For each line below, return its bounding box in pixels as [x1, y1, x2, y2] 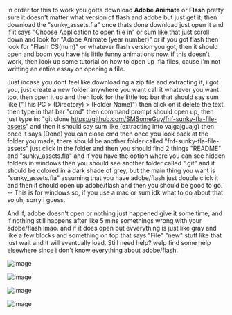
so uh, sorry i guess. [7, 196, 66, 204]
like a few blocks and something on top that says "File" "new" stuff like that [7, 231, 222, 240]
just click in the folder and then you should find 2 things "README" [30, 145, 222, 152]
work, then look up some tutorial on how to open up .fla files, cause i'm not [7, 57, 221, 65]
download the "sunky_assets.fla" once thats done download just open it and [7, 21, 224, 28]
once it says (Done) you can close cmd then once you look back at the [7, 129, 209, 138]
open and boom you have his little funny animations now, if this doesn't [7, 50, 210, 58]
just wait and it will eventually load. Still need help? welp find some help [7, 239, 211, 246]
